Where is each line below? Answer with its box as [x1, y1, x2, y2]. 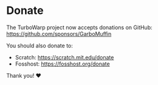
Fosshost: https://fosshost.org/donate [15, 60, 111, 67]
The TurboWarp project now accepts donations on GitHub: [6, 24, 153, 31]
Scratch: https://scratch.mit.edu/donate [15, 53, 114, 61]
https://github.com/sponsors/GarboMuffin [6, 30, 112, 37]
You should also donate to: [6, 42, 73, 49]
